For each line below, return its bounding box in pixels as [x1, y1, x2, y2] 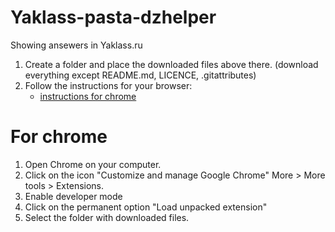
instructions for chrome [39, 90, 137, 102]
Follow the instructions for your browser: [24, 79, 193, 91]
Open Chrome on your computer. [24, 158, 162, 170]
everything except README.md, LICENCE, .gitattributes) [24, 69, 257, 81]
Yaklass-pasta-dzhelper [10, 6, 217, 29]
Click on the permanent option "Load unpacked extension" [24, 201, 268, 213]
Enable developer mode [24, 190, 123, 202]
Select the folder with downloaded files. [24, 211, 190, 223]
